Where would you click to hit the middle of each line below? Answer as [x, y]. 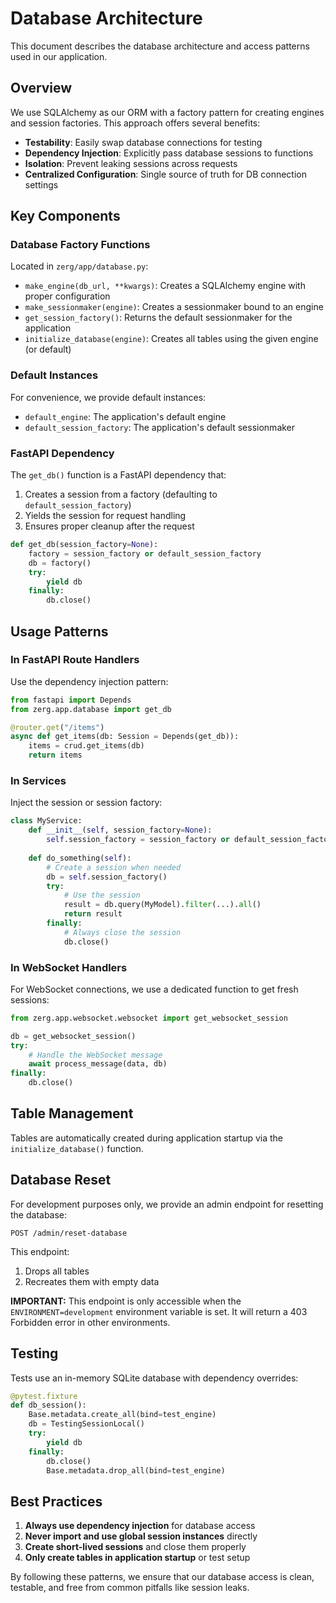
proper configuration [67, 296]
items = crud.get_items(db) [86, 746]
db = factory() [60, 563]
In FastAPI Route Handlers [75, 660]
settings [41, 184]
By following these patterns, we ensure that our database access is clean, [162, 1577]
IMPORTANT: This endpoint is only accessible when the [126, 1301]
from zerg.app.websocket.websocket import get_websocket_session [149, 1018]
